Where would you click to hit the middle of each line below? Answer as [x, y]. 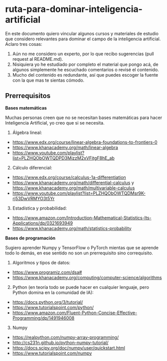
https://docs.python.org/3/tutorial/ [48, 302]
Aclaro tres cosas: [24, 44]
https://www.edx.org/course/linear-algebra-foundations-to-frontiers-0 [85, 142]
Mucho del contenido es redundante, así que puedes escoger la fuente [85, 75]
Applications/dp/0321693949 [43, 223]
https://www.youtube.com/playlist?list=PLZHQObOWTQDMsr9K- [79, 193]
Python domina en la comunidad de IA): [53, 292]
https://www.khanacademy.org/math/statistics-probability [72, 228]
